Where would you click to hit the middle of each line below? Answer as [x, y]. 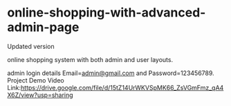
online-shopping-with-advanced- [107, 13]
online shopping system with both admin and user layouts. [90, 59]
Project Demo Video [36, 80]
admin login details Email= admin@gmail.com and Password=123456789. [111, 73]
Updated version [31, 46]
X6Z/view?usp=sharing [40, 95]
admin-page [43, 27]
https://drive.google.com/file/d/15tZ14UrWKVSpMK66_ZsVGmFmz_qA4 [122, 87]
